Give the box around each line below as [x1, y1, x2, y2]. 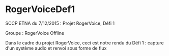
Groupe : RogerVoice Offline [5, 30, 65, 36]
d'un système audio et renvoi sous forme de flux [5, 45, 107, 51]
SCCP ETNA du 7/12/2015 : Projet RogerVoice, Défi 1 [5, 20, 115, 26]
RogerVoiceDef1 [5, 4, 75, 15]
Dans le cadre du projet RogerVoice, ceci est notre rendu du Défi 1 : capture [5, 39, 164, 46]
